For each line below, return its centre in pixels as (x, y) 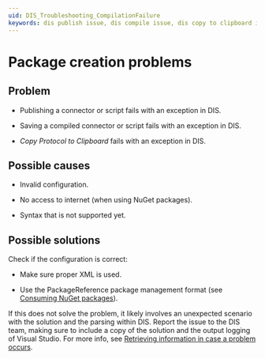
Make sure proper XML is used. (71, 274)
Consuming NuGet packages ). (69, 298)
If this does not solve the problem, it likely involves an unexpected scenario (130, 314)
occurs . (21, 347)
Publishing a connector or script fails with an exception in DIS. (120, 110)
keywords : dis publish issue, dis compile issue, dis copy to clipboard (130, 23)
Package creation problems (100, 62)
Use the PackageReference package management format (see (121, 290)
